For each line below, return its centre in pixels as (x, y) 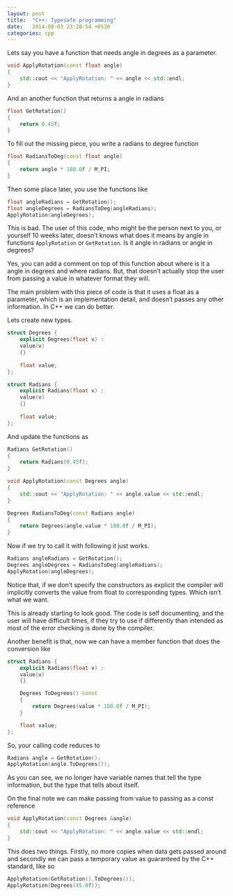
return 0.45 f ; (40, 124)
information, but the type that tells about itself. (73, 785)
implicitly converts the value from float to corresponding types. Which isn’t (114, 592)
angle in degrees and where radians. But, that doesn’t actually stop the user (116, 271)
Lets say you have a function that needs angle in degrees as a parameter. (112, 53)
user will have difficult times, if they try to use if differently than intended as (115, 621)
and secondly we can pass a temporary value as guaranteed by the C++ (111, 858)
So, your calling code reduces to (54, 745)
